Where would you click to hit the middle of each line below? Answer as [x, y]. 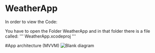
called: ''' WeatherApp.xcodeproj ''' [41, 36]
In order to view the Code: [31, 22]
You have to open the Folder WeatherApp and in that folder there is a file [77, 31]
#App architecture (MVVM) [32, 45]
